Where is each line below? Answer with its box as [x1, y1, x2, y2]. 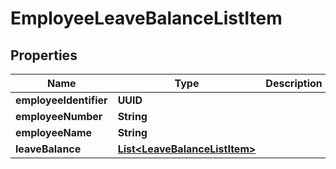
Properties [10, 47, 78, 64]
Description [265, 77, 323, 90]
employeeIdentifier [15, 93, 108, 107]
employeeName [15, 126, 93, 139]
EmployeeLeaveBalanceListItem [10, 7, 283, 30]
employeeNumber [15, 110, 103, 123]
